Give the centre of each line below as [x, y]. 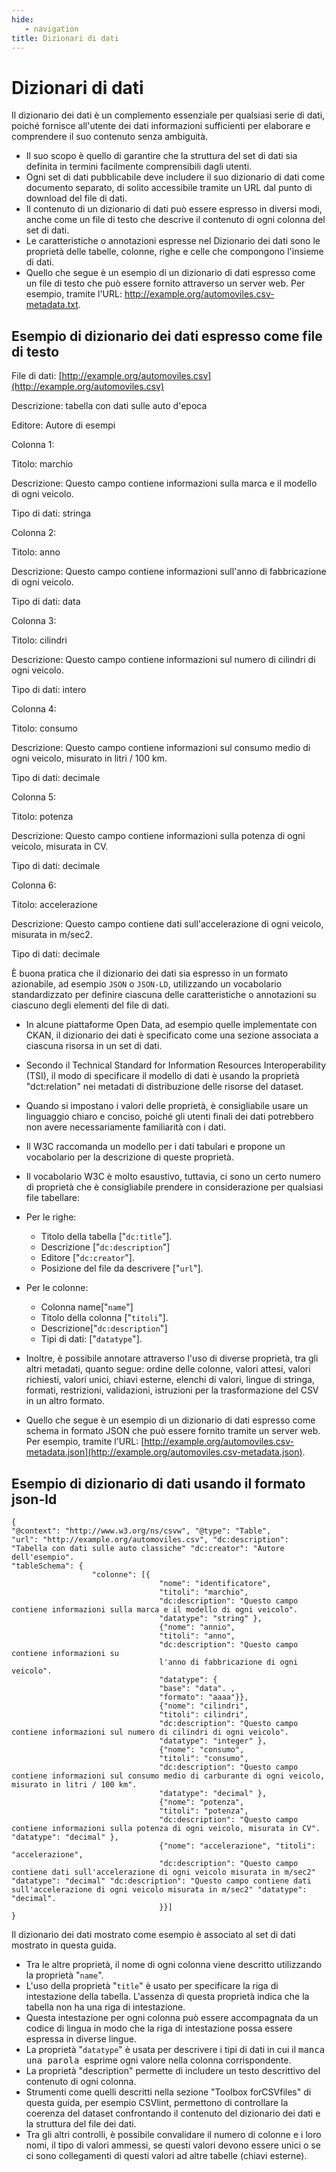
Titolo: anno [36, 552]
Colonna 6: [34, 885]
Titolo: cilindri [39, 640]
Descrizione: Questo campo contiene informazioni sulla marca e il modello [164, 483]
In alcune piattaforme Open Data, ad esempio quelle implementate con [171, 1025]
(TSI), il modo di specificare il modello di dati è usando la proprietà [162, 1076]
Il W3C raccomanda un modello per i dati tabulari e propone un [155, 1147]
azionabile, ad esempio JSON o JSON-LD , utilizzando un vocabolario [147, 984]
